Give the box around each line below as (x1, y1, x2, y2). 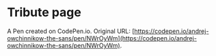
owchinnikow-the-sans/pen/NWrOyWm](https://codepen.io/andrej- (7, 34, 197, 42)
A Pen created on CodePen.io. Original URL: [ (7, 27, 135, 35)
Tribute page (7, 5, 82, 20)
